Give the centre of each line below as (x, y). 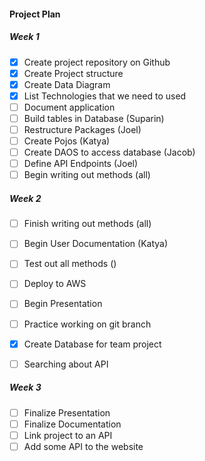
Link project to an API (68, 435)
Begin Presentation (63, 304)
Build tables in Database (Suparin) (94, 118)
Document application (69, 107)
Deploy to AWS (55, 284)
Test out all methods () (70, 264)
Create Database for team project (92, 344)
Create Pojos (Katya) (67, 141)
